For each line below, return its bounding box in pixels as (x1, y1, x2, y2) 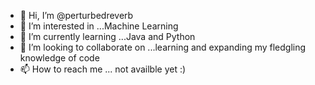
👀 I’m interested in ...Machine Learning (19, 20, 179, 32)
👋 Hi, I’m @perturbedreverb (19, 10, 134, 21)
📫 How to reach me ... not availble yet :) (19, 63, 187, 75)
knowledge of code (19, 52, 100, 64)
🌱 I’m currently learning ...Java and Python (19, 31, 196, 42)
